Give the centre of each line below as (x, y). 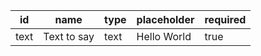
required (225, 19)
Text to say (69, 36)
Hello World (164, 36)
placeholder (165, 19)
